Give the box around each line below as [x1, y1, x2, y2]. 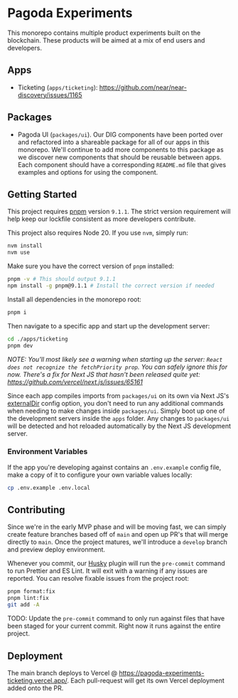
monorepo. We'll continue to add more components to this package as [17, 145, 224, 154]
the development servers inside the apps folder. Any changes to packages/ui [7, 414, 229, 422]
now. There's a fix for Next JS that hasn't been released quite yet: [7, 370, 200, 378]
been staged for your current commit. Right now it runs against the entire [7, 622, 221, 630]
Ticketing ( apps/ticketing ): [17, 83, 98, 92]
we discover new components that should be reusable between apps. [17, 153, 222, 161]
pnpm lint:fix [7, 595, 50, 602]
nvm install [7, 242, 43, 249]
